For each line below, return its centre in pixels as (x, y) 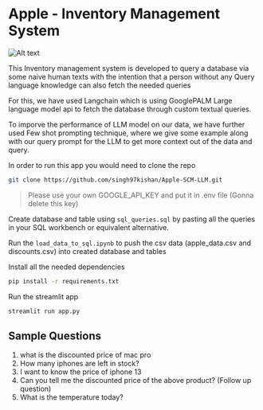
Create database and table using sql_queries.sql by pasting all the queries (132, 219)
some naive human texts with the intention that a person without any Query (131, 76)
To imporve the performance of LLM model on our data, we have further (127, 124)
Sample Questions (55, 336)
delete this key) (53, 203)
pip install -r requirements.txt (64, 281)
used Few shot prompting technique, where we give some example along (128, 133)
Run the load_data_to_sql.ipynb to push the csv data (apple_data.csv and (130, 243)
